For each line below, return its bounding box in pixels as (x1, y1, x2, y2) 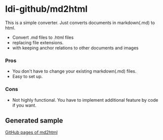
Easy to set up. (12, 74, 43, 80)
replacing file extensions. (12, 39, 64, 45)
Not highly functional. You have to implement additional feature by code (12, 97, 159, 103)
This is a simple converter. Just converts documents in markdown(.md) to (5, 20, 155, 26)
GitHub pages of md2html (5, 129, 58, 136)
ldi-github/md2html (5, 3, 88, 15)
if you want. (12, 102, 37, 108)
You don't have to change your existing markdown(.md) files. (12, 68, 137, 74)
